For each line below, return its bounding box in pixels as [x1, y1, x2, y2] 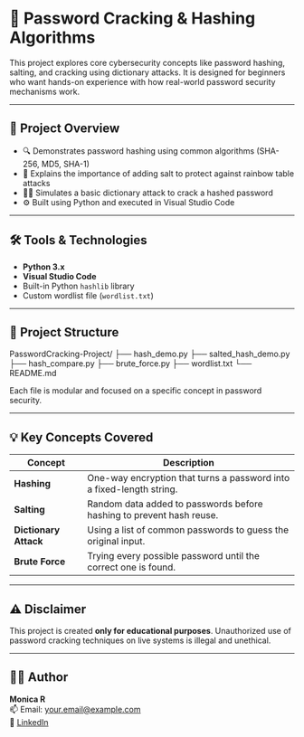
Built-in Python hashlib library [22, 280, 135, 291]
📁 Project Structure [9, 325, 119, 340]
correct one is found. [87, 561, 176, 573]
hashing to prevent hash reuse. [87, 509, 219, 522]
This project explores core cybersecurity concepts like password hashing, [9, 57, 285, 68]
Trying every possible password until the [87, 550, 260, 562]
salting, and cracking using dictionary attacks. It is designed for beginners [9, 67, 286, 78]
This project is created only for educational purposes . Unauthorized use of [9, 626, 292, 636]
